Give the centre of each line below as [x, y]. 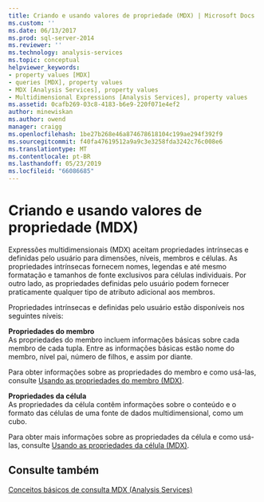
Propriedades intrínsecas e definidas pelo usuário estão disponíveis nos [126, 307]
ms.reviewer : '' [35, 45]
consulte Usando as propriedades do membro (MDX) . [97, 380]
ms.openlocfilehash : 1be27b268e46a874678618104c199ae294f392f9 [116, 134]
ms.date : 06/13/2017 [43, 30]
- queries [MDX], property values [66, 82]
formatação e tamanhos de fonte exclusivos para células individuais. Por [128, 275]
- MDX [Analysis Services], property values [83, 90]
